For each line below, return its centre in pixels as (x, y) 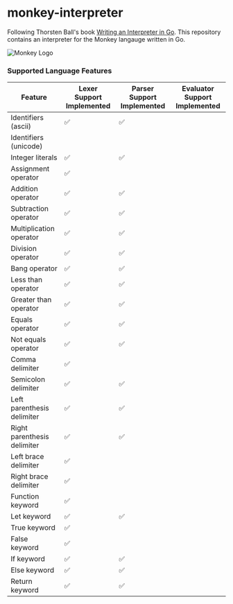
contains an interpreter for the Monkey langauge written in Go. (96, 39)
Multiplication (33, 229)
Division (24, 249)
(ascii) (21, 126)
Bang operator (34, 268)
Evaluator (198, 89)
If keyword (28, 559)
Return (21, 582)
